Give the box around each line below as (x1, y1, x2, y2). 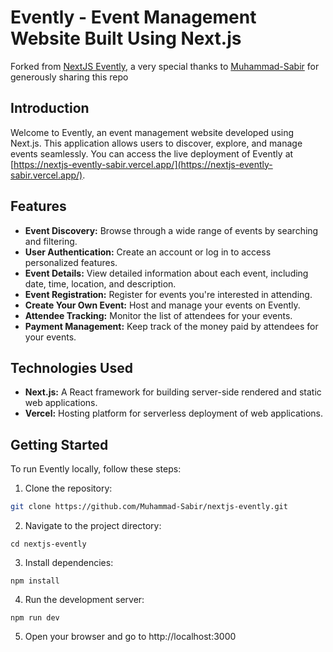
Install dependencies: (24, 557, 114, 569)
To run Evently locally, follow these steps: (10, 463, 182, 475)
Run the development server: (24, 594, 145, 606)
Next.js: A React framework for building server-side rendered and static (24, 386, 322, 398)
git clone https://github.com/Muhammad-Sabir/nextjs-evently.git (10, 502, 288, 512)
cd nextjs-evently (10, 539, 87, 550)
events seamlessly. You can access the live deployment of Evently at (10, 147, 294, 160)
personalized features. (24, 256, 118, 268)
